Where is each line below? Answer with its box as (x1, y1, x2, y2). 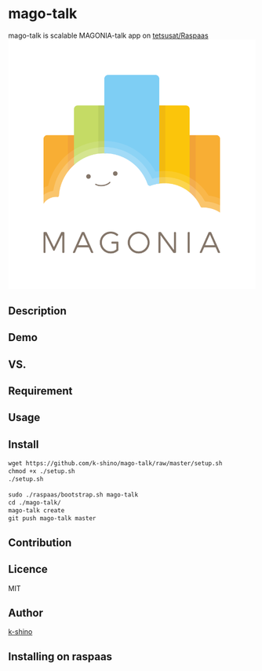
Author (8, 606, 43, 619)
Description (8, 304, 67, 317)
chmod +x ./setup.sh (8, 467, 76, 475)
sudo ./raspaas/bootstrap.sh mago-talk (8, 491, 139, 499)
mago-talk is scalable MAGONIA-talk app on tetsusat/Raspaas (8, 31, 209, 40)
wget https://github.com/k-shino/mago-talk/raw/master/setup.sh (8, 460, 223, 467)
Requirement (8, 384, 73, 398)
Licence (8, 563, 49, 576)
